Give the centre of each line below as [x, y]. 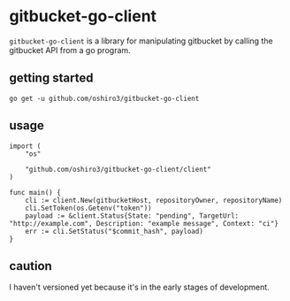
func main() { [35, 192]
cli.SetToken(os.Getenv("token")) [88, 208]
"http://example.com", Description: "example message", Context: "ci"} [144, 223]
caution [31, 266]
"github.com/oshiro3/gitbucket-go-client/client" [118, 169]
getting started [51, 78]
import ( [25, 146]
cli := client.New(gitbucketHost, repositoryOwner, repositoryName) [154, 200]
